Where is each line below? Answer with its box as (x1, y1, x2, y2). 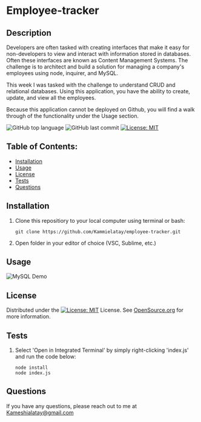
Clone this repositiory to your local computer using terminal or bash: (15, 217, 185, 224)
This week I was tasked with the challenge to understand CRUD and (6, 81, 176, 88)
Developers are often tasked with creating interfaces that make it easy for (6, 44, 189, 51)
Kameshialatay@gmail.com (6, 409, 74, 416)
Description (6, 28, 51, 38)
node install (15, 364, 48, 371)
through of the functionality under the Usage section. (6, 113, 139, 119)
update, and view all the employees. (6, 94, 96, 101)
